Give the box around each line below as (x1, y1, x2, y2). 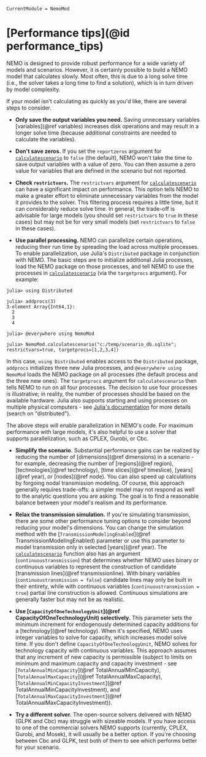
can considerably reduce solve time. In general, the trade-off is (15, 205, 175, 212)
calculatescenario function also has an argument (15, 550, 141, 557)
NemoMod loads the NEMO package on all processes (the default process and (6, 371, 198, 378)
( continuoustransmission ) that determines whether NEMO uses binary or (15, 556, 199, 563)
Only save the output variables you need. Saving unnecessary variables (15, 116, 200, 123)
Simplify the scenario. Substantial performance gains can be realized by (15, 446, 200, 454)
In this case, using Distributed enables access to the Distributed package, (6, 357, 199, 365)
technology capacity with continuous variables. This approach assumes (15, 646, 197, 654)
